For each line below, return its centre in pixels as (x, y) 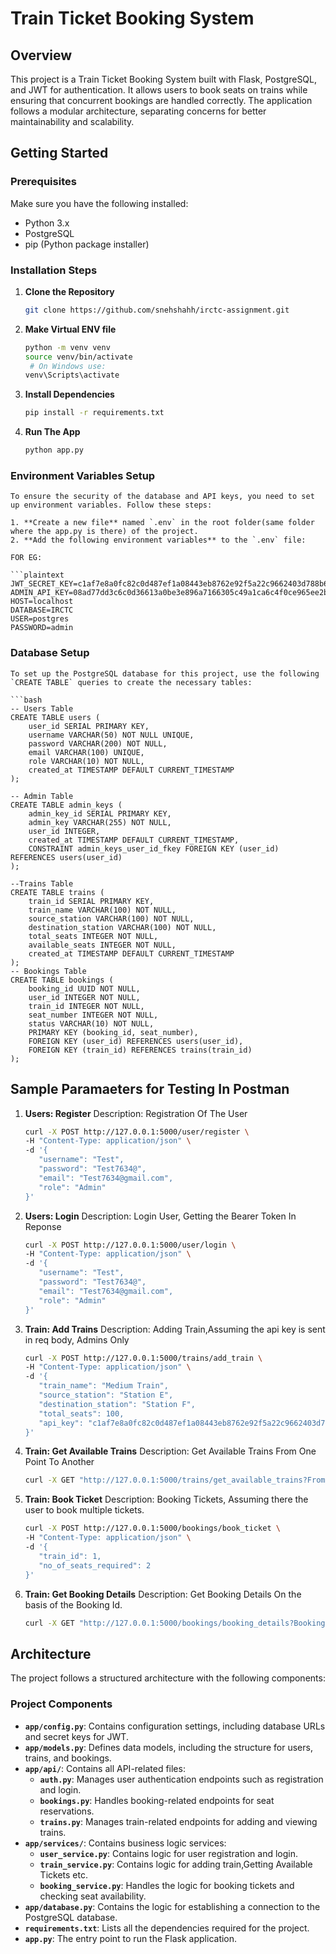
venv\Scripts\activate (72, 375)
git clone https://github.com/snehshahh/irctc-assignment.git (157, 310)
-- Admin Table (42, 796)
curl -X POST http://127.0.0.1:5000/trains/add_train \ (143, 1358)
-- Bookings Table (48, 971)
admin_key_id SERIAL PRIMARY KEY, (100, 813)
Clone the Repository (69, 291)
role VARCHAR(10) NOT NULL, (86, 761)
